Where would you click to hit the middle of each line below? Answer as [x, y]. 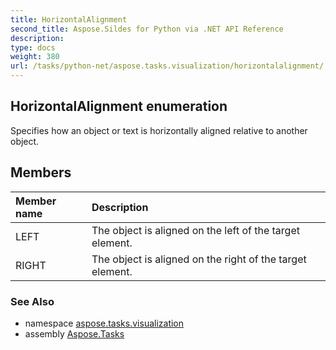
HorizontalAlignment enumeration [119, 106]
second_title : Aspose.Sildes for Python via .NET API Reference [147, 29]
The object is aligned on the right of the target [199, 259]
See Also [32, 301]
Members [41, 172]
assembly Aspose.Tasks [74, 333]
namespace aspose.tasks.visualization [104, 323]
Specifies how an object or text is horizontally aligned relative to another [159, 130]
